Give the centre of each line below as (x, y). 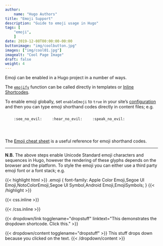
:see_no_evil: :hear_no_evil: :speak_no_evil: (69, 119)
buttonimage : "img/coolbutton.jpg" (41, 46)
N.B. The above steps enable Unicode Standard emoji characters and (74, 155)
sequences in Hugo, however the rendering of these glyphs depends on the (81, 160)
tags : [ (13, 28)
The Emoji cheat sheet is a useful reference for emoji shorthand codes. (76, 141)
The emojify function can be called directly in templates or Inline (70, 87)
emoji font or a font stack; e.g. (35, 171)
